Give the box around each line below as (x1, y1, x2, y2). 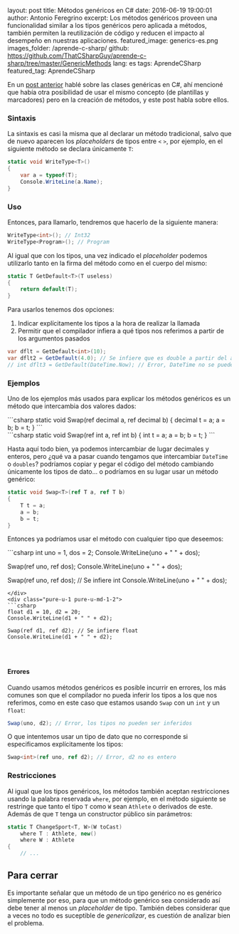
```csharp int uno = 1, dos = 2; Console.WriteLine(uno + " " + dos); (7, 549, 201, 557)
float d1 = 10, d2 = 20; (7, 608, 81, 616)
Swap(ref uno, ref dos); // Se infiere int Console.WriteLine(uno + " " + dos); (7, 576, 228, 585)
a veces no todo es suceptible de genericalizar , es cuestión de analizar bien (7, 911, 231, 920)
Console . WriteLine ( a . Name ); (20, 178, 103, 185)
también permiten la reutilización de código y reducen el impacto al (7, 28, 205, 37)
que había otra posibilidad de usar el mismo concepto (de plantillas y (7, 88, 209, 96)
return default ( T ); (20, 286, 78, 293)
